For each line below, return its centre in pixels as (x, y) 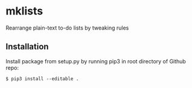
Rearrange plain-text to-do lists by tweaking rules (67, 28)
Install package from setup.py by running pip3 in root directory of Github (96, 61)
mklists (24, 11)
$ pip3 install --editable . (42, 79)
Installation (27, 47)
